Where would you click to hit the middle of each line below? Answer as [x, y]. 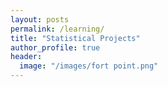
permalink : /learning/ [57, 29]
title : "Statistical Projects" [75, 38]
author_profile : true [55, 47]
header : [26, 57]
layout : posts [40, 19]
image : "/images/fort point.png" [89, 66]
